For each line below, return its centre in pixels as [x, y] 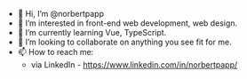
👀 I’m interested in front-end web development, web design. [127, 23]
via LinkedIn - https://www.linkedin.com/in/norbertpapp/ [134, 65]
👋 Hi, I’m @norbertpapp [61, 14]
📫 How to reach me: [56, 52]
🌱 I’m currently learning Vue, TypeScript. [92, 32]
